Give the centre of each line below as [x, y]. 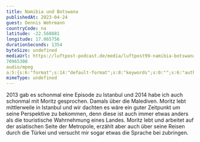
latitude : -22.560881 [33, 34]
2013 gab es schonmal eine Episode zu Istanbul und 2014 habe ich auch [95, 95]
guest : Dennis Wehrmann [36, 23]
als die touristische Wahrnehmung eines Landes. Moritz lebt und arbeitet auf [100, 120]
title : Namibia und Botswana [42, 12]
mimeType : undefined [32, 78]
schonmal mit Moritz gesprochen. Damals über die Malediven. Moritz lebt [96, 101]
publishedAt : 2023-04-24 [37, 17]
